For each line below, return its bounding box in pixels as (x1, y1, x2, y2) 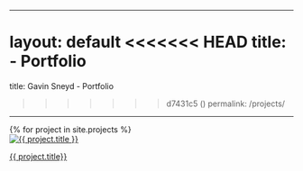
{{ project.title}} (9, 150, 68, 162)
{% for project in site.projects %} (9, 123, 133, 135)
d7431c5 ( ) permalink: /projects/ (166, 98, 286, 109)
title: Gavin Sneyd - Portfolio (9, 80, 115, 91)
